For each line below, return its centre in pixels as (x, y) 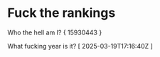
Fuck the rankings (62, 13)
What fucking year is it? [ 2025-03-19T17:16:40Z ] (80, 46)
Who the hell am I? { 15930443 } (55, 32)
